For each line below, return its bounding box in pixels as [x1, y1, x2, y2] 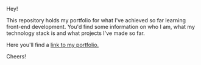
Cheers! [6, 53, 26, 60]
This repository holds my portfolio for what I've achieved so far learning [6, 17, 186, 23]
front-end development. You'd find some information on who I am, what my [6, 23, 196, 30]
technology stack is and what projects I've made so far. [6, 29, 145, 37]
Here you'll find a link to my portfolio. [6, 42, 99, 48]
